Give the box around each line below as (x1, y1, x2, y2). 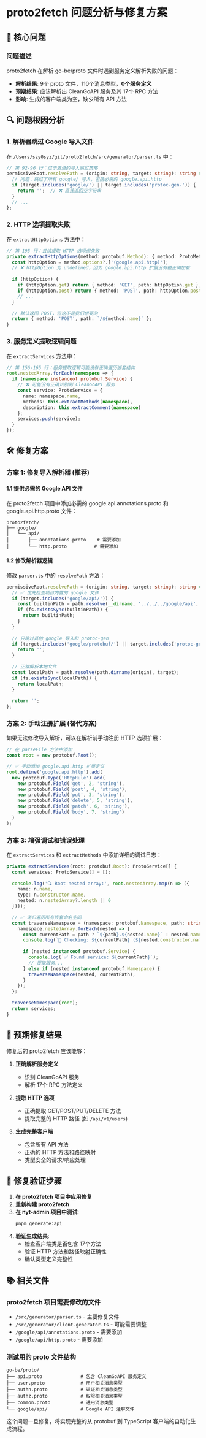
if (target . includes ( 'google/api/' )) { (12, 595, 114, 602)
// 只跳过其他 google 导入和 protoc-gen (12, 635, 109, 641)
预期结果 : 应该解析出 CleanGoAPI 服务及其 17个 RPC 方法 (15, 87, 159, 95)
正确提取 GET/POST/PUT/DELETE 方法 (24, 1107, 121, 1114)
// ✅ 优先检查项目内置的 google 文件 (12, 589, 99, 595)
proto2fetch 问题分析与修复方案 (6, 6, 168, 20)
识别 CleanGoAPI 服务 (24, 1073, 80, 1080)
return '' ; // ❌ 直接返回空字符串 (17, 188, 102, 194)
